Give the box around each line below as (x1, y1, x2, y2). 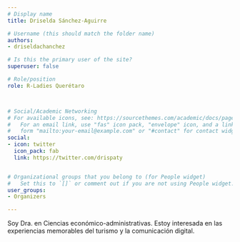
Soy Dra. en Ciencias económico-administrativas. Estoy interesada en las (7, 219, 223, 228)
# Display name (7, 10, 53, 18)
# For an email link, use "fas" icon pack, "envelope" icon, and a (7, 121, 219, 128)
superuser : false (7, 63, 59, 70)
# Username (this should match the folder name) (7, 30, 155, 37)
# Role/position (7, 76, 56, 83)
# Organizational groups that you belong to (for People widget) (7, 173, 206, 181)
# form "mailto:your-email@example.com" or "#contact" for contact (7, 128, 219, 135)
